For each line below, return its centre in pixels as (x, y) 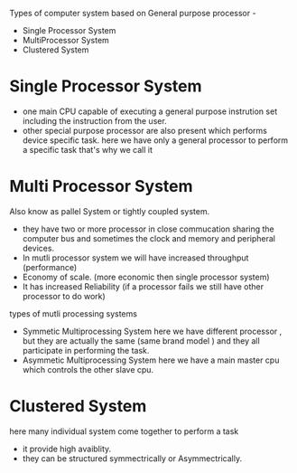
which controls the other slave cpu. (88, 369)
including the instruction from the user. (94, 120)
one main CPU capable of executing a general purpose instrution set (150, 111)
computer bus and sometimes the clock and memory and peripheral (148, 238)
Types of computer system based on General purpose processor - (133, 13)
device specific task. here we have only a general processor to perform (155, 140)
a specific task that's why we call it (88, 149)
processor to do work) (64, 296)
